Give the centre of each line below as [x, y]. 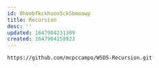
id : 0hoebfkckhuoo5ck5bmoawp [49, 13]
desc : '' [20, 26]
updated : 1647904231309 [41, 33]
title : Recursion [32, 20]
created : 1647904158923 [41, 39]
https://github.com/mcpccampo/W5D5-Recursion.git [80, 58]
